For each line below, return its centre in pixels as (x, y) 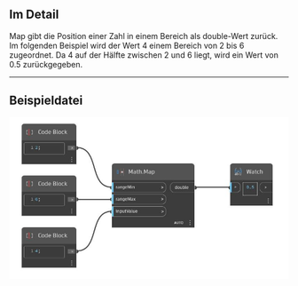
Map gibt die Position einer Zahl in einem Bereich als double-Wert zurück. (144, 36)
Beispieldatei (46, 101)
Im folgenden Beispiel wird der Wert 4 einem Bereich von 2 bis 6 (127, 45)
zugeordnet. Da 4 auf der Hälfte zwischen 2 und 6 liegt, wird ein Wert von (144, 55)
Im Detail (34, 15)
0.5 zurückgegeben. (46, 64)
